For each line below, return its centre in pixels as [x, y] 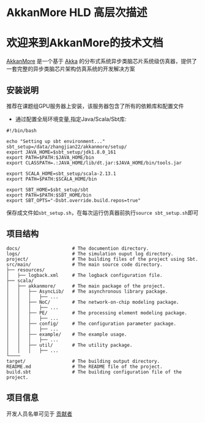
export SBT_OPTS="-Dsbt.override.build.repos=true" [73, 200]
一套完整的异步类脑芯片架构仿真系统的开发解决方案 [71, 69]
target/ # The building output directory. [83, 361]
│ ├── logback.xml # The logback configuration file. [85, 275]
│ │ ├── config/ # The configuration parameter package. [91, 324]
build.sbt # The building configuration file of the [94, 372]
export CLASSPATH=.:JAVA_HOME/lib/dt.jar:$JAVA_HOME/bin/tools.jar [94, 163]
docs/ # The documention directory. [78, 248]
